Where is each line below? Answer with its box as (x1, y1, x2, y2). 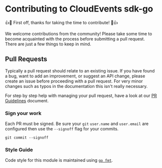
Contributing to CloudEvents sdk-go (5, 3, 153, 14)
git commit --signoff (5, 135, 49, 140)
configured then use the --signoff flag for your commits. (5, 126, 119, 132)
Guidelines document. (5, 98, 49, 103)
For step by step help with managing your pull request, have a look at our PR (5, 93, 157, 98)
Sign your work (5, 110, 42, 116)
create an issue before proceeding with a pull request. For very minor (5, 78, 143, 84)
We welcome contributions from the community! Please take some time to (5, 30, 152, 37)
